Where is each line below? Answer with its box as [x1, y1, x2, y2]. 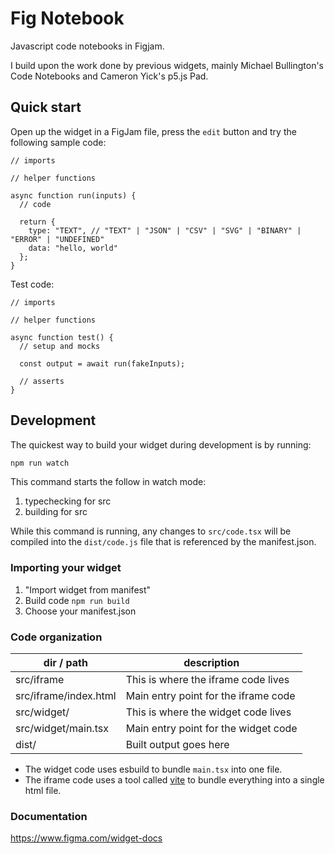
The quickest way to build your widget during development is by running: [10, 438, 312, 451]
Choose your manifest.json [24, 605, 137, 617]
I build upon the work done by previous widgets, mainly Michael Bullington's [10, 59, 325, 71]
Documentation [10, 809, 88, 823]
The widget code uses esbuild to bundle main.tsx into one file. [24, 763, 283, 776]
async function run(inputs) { [10, 190, 137, 201]
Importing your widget [10, 561, 122, 575]
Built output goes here [125, 738, 230, 752]
